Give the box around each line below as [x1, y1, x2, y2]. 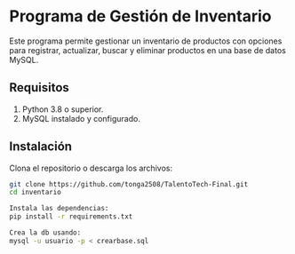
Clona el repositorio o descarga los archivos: [9, 163, 173, 173]
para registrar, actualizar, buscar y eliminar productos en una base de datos [9, 44, 286, 55]
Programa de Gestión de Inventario [9, 6, 272, 27]
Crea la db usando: [9, 228, 82, 237]
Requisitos [9, 80, 69, 95]
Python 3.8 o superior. [21, 104, 104, 115]
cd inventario [9, 188, 62, 197]
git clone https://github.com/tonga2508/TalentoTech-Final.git [9, 179, 249, 188]
